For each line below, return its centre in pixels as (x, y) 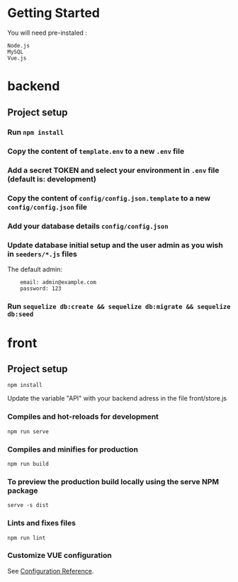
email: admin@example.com (58, 282)
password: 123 (41, 289)
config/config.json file (47, 207)
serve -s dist (28, 505)
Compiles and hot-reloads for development (83, 417)
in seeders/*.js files (42, 254)
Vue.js (17, 58)
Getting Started (54, 13)
